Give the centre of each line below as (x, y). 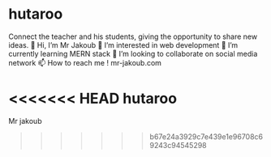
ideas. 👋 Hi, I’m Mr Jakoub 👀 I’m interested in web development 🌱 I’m (123, 45)
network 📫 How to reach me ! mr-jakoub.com (85, 62)
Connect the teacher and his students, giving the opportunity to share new (133, 36)
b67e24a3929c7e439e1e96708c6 (206, 136)
